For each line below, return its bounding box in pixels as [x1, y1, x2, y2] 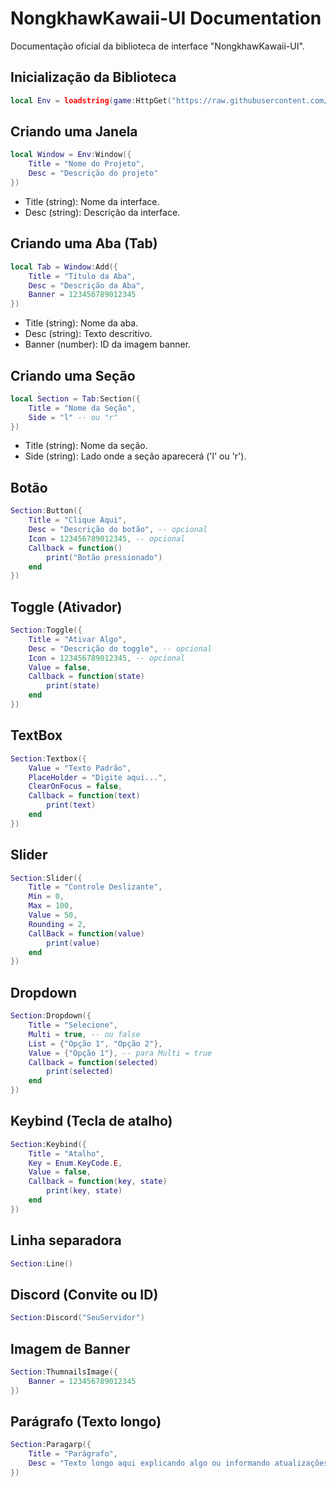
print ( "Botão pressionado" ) [46, 552, 163, 562]
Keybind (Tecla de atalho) [10, 1113, 173, 1130]
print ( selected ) [46, 1067, 114, 1077]
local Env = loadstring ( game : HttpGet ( [10, 95, 172, 106]
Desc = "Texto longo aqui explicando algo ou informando [28, 1458, 271, 1469]
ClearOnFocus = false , [28, 782, 123, 792]
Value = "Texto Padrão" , [28, 763, 132, 773]
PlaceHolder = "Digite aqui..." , [28, 772, 168, 782]
